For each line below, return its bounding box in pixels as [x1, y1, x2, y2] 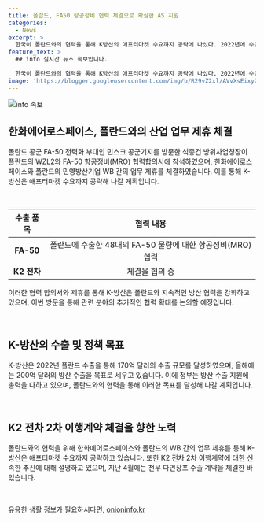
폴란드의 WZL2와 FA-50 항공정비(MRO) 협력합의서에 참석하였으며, [8, 157, 213, 166]
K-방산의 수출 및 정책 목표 [8, 338, 125, 351]
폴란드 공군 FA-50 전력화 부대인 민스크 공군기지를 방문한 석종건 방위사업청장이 [8, 147, 248, 157]
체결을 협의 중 [126, 266, 175, 277]
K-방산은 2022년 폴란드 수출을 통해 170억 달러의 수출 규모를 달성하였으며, [8, 361, 234, 370]
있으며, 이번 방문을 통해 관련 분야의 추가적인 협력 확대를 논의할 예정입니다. [8, 298, 234, 307]
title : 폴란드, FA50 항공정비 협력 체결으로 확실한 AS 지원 [8, 11, 179, 20]
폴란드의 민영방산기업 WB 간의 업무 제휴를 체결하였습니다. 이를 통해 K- [35, 167, 251, 176]
